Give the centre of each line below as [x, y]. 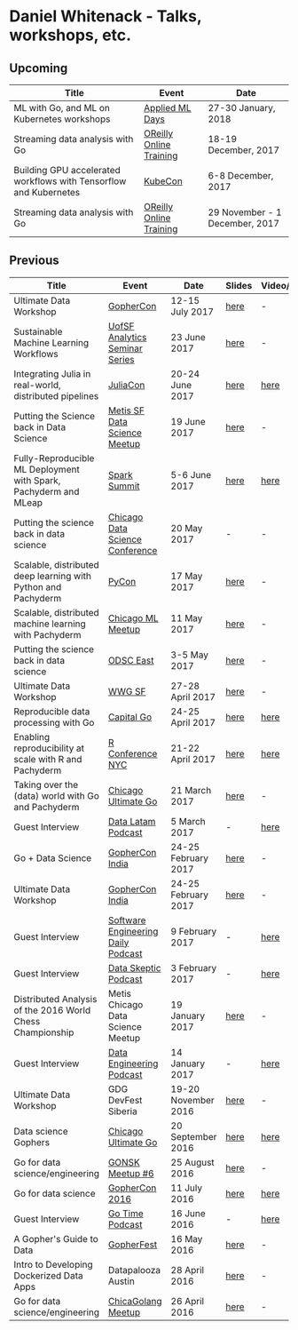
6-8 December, [241, 175]
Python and [38, 586]
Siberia [122, 1111]
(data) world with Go [57, 795]
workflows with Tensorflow [70, 181]
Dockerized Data [48, 1275]
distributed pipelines [56, 395]
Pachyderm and [47, 491]
